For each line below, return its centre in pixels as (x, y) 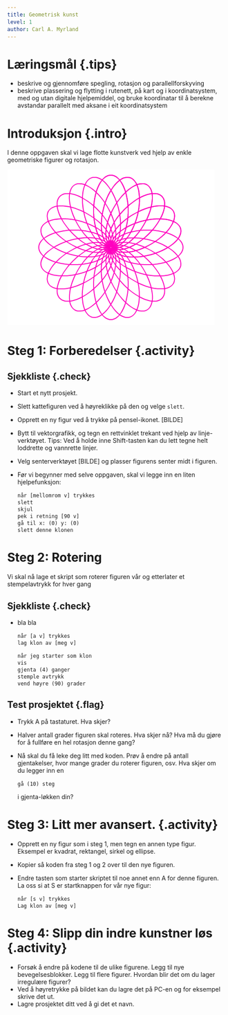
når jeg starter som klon (54, 656)
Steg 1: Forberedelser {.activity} (101, 351)
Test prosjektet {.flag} (56, 705)
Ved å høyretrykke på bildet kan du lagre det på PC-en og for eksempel (119, 989)
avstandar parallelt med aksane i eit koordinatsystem (92, 106)
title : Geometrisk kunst (43, 15)
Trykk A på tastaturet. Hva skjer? (64, 721)
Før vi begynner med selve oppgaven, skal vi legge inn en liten (106, 475)
